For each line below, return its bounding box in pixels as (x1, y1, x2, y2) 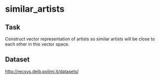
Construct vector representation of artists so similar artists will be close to (5, 36, 155, 42)
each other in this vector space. (5, 41, 70, 47)
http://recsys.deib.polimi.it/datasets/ (5, 68, 79, 74)
